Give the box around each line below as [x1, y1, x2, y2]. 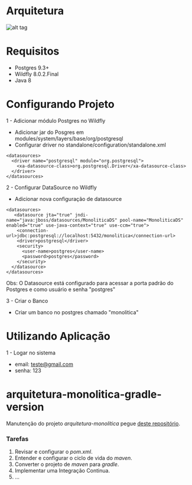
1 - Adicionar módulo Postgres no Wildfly [6, 117, 106, 124]
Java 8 [14, 76, 31, 84]
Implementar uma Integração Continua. [14, 467, 110, 474]
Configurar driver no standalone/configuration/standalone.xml [14, 141, 167, 148]
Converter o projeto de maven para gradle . [14, 461, 119, 468]
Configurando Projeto [6, 98, 115, 111]
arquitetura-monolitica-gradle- [6, 387, 162, 401]
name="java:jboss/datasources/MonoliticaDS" [6, 217, 118, 223]
